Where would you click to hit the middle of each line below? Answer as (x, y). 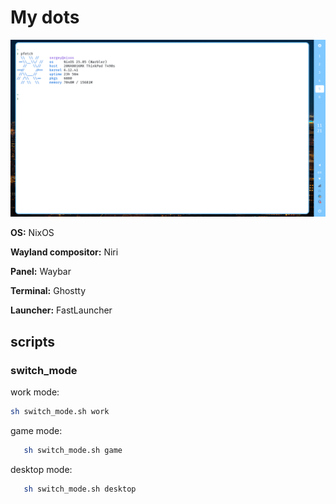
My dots (45, 17)
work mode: (35, 392)
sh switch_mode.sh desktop (80, 489)
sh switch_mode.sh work (60, 412)
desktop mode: (41, 469)
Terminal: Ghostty (48, 291)
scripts (32, 341)
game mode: (36, 430)
